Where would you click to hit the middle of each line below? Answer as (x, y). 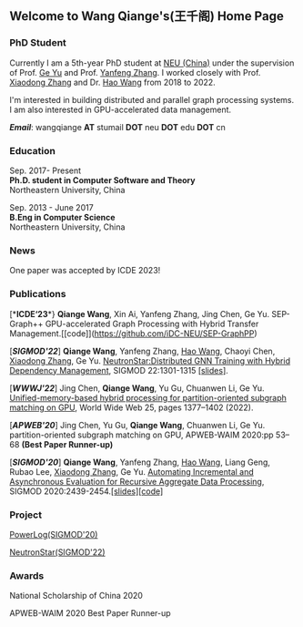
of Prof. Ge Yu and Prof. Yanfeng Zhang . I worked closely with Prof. (135, 72)
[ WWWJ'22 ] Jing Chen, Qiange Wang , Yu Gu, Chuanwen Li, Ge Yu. (137, 388)
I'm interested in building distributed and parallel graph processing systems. (152, 99)
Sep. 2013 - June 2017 (51, 207)
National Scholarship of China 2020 (76, 596)
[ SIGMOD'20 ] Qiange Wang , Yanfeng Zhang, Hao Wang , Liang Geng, (140, 462)
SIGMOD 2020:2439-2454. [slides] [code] (86, 491)
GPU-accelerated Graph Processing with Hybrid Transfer (152, 324)
